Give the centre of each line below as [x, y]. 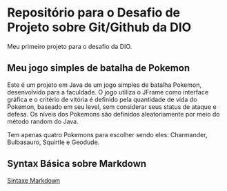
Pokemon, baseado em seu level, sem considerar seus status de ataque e [112, 107]
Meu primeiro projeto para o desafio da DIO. [70, 46]
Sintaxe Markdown [34, 180]
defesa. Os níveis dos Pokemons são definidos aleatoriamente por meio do [113, 114]
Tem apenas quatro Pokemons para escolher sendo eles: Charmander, [107, 134]
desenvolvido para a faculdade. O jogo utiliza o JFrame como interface [108, 92]
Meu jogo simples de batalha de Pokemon [99, 68]
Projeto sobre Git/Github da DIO [99, 27]
